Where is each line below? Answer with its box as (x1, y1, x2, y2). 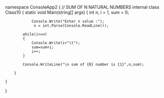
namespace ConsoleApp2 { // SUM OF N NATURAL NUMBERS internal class (5, 4, 160, 10)
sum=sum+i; (31, 45, 54, 50)
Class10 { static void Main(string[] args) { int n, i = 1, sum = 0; (5, 9, 129, 15)
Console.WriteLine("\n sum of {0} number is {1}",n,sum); (23, 62, 144, 67)
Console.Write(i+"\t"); (31, 40, 80, 45)
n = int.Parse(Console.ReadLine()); (33, 23, 109, 28)
